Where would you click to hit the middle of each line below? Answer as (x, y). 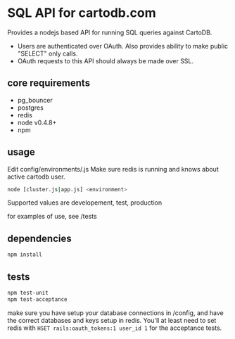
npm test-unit (28, 293)
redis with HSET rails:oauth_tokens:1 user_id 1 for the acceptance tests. (115, 328)
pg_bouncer (35, 100)
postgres (30, 108)
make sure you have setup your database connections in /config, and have (115, 313)
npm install (25, 255)
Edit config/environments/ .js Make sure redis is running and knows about (113, 169)
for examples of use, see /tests (52, 217)
